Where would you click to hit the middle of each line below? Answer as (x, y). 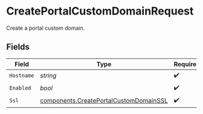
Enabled (20, 88)
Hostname (22, 76)
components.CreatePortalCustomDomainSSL (104, 101)
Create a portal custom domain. (46, 28)
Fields (18, 47)
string (48, 76)
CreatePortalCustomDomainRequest (100, 11)
